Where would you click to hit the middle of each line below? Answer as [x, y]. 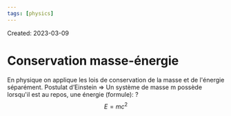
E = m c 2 [116, 106]
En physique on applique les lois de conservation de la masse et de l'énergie [116, 80]
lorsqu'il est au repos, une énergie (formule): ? [73, 94]
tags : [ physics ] [30, 13]
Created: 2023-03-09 [38, 33]
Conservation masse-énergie [93, 61]
